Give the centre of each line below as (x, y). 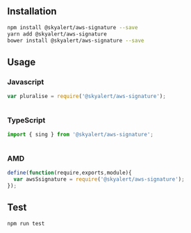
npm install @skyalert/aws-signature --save (73, 27)
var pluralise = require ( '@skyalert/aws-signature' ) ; (87, 97)
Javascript (26, 81)
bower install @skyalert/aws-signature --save (76, 40)
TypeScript (26, 120)
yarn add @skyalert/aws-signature (57, 34)
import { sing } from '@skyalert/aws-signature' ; (81, 135)
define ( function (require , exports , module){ (69, 173)
